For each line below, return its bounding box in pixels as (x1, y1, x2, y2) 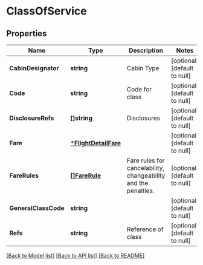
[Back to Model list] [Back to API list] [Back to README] (6, 252, 145, 259)
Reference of (126, 225, 164, 234)
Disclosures (126, 114, 160, 122)
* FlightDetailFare (70, 139, 121, 147)
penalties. (126, 186, 155, 195)
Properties (6, 28, 47, 39)
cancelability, (126, 164, 165, 172)
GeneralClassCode (9, 204, 65, 212)
